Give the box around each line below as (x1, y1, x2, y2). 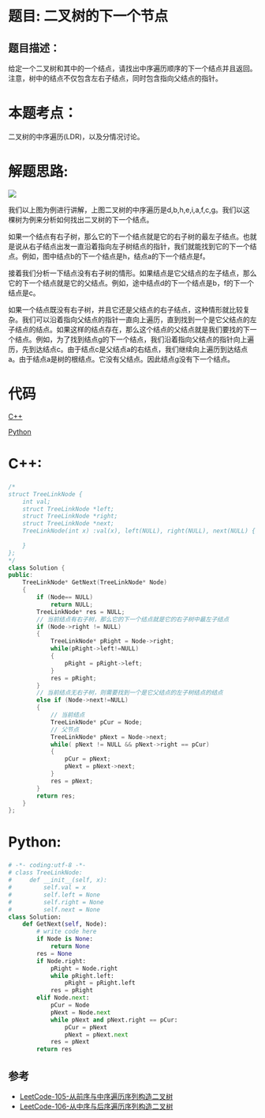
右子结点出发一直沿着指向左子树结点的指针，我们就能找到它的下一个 (28, 241, 250, 251)
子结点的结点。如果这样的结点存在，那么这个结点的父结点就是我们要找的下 (8, 324, 250, 334)
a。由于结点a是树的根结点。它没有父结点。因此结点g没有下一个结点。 (8, 354, 235, 364)
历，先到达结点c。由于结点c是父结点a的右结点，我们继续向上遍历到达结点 (8, 344, 248, 354)
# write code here (36, 927, 97, 936)
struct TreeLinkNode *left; (22, 505, 114, 513)
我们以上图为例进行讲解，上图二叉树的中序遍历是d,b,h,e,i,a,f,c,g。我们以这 (8, 205, 251, 214)
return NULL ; (50, 601, 93, 608)
